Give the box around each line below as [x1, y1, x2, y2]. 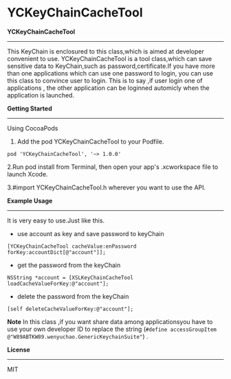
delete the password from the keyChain [16, 292, 129, 300]
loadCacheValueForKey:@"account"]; [7, 280, 109, 287]
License [7, 345, 31, 354]
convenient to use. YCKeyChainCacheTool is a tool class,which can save [7, 54, 212, 62]
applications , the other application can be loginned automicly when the [7, 84, 210, 92]
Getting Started [7, 104, 53, 113]
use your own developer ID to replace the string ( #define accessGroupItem [7, 325, 217, 333]
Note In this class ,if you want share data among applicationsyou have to [7, 317, 213, 325]
